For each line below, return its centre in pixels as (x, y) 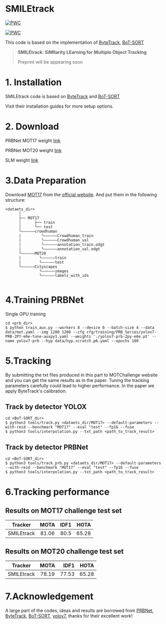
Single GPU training (26, 314)
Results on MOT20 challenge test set (65, 551)
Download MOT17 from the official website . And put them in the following (81, 195)
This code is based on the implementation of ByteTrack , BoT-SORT (75, 42)
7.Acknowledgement (49, 596)
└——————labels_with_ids (64, 275)
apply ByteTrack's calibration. (36, 391)
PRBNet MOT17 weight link (33, 140)
